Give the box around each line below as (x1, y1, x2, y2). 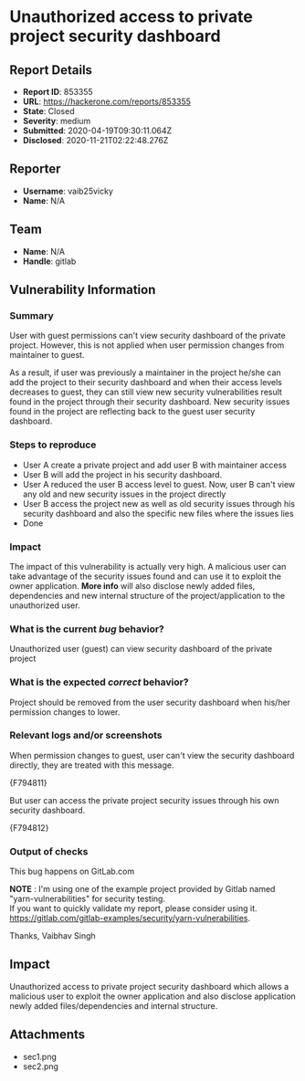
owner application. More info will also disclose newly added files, (9, 580, 256, 591)
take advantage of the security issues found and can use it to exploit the (9, 571, 281, 582)
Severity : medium (22, 116, 91, 126)
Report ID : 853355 (22, 87, 93, 97)
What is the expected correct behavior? (9, 676, 189, 688)
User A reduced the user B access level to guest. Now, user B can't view (22, 478, 296, 489)
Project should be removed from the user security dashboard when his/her (9, 697, 290, 708)
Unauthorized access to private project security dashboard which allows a (9, 981, 289, 992)
